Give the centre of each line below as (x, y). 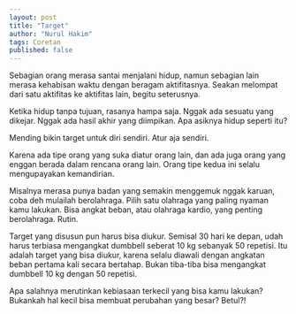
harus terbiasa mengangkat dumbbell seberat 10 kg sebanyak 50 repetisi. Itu (148, 246)
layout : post (33, 17)
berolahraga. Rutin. (44, 219)
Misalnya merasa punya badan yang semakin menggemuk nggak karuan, (142, 191)
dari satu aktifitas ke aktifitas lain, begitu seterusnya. (105, 95)
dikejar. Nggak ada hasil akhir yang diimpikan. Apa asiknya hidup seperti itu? (148, 121)
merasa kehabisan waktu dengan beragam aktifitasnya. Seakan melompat (144, 85)
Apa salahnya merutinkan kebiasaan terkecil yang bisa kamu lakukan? (136, 291)
